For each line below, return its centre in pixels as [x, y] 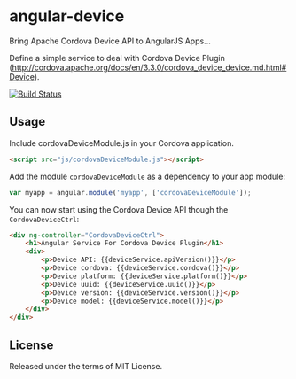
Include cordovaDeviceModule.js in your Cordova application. [122, 143]
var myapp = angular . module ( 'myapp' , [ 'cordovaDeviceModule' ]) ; [130, 192]
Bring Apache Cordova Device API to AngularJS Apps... [110, 41]
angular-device [67, 16]
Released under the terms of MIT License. [86, 366]
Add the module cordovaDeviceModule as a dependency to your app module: [148, 176]
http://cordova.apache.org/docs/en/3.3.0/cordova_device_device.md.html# [149, 67]
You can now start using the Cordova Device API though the [119, 209]
